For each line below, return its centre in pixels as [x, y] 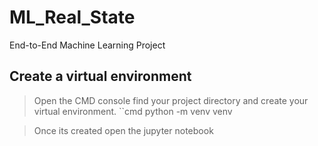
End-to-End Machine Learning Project [87, 45]
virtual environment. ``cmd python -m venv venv [133, 111]
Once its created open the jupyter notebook [123, 130]
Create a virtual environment [100, 76]
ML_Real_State [72, 17]
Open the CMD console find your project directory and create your [171, 100]
